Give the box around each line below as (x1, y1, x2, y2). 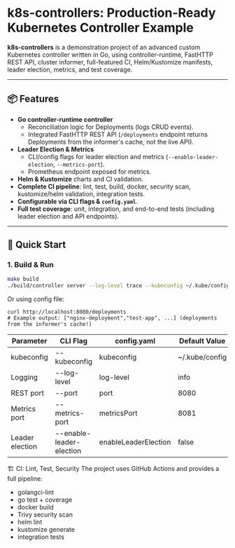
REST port (10, 388, 44, 398)
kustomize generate (17, 526, 76, 534)
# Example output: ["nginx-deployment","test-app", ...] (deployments (7, 315, 218, 322)
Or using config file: (7, 295, 64, 303)
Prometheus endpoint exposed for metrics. (27, 167, 152, 176)
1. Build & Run (7, 260, 54, 270)
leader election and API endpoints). (17, 212, 120, 220)
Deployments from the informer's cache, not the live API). (27, 137, 194, 146)
